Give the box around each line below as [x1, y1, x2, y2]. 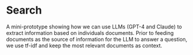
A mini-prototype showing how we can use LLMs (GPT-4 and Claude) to [6, 23, 182, 30]
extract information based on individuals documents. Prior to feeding [6, 29, 174, 36]
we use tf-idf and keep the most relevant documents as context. [6, 42, 163, 49]
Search [6, 4, 43, 17]
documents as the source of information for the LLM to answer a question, [6, 35, 188, 43]
